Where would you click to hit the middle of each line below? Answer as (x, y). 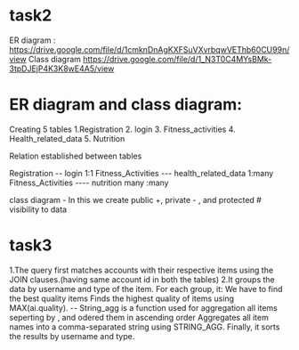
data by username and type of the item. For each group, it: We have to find (146, 289)
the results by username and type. (72, 336)
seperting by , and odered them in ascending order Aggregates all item (139, 317)
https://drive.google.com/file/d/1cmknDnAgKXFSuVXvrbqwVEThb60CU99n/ (149, 49)
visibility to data (38, 209)
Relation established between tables (76, 156)
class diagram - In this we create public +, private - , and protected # (136, 199)
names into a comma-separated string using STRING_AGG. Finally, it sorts (145, 327)
